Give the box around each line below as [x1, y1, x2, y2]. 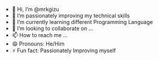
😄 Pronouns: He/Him [11, 40, 65, 47]
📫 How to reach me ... [11, 32, 68, 38]
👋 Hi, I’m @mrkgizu [11, 6, 59, 13]
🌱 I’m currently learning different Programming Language [11, 19, 153, 25]
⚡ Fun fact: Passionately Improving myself [11, 47, 116, 54]
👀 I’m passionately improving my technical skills [11, 12, 130, 19]
